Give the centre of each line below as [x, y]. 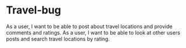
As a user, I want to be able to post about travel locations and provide [90, 26]
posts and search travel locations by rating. [58, 39]
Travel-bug [34, 10]
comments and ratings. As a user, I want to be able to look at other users [93, 32]
